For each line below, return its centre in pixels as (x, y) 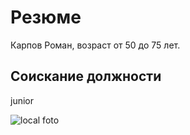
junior (22, 100)
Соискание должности (86, 76)
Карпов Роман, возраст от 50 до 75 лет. (95, 45)
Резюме (46, 17)
